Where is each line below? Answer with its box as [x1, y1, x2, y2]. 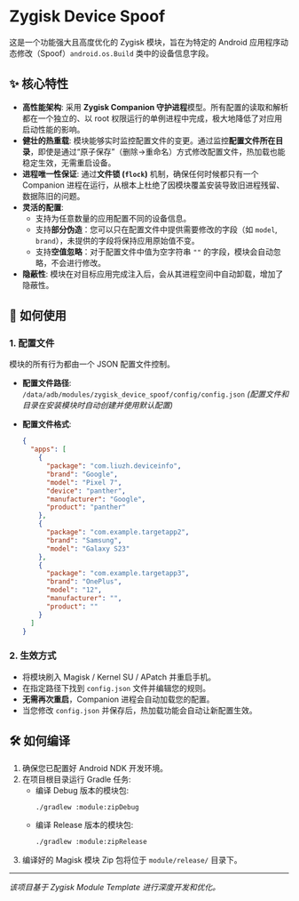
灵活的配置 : [21, 202, 64, 213]
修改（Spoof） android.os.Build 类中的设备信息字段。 [16, 47, 215, 59]
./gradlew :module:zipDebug [35, 802, 139, 811]
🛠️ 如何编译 [9, 734, 71, 749]
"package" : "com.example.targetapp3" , [45, 569, 190, 578]
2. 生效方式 [9, 649, 57, 662]
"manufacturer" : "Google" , [45, 495, 146, 503]
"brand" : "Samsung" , [45, 535, 122, 544]
